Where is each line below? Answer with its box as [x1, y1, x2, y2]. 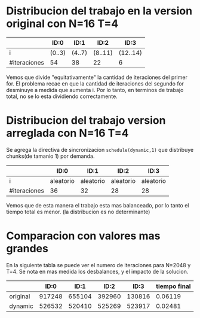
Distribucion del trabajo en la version [6, 4, 193, 18]
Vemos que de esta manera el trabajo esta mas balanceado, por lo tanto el [6, 201, 189, 209]
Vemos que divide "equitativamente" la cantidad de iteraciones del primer [6, 74, 188, 81]
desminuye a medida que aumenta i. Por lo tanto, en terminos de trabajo [6, 86, 184, 93]
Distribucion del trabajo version [6, 114, 166, 127]
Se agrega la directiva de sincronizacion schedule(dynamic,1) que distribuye [6, 146, 194, 153]
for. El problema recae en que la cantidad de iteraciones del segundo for [6, 79, 184, 87]
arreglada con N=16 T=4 [6, 127, 129, 140]
